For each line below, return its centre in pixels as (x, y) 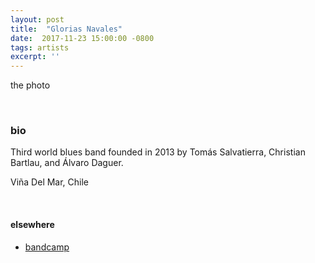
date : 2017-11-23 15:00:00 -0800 (82, 38)
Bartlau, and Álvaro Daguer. (67, 163)
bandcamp (47, 247)
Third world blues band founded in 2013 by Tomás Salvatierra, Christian (158, 152)
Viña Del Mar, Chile (50, 182)
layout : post (37, 19)
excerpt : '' (35, 57)
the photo (30, 85)
